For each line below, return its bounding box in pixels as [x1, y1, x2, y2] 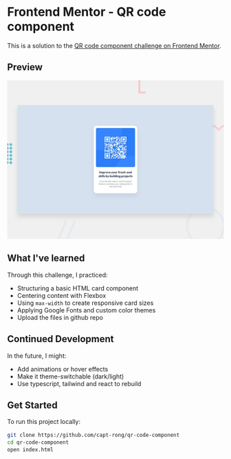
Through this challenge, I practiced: [7, 270, 108, 279]
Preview [7, 61, 43, 73]
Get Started [7, 399, 58, 411]
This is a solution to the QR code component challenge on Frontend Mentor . [7, 41, 221, 50]
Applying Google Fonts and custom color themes [16, 306, 156, 314]
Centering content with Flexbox [16, 291, 107, 299]
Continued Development [7, 333, 115, 345]
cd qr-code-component [7, 439, 69, 446]
